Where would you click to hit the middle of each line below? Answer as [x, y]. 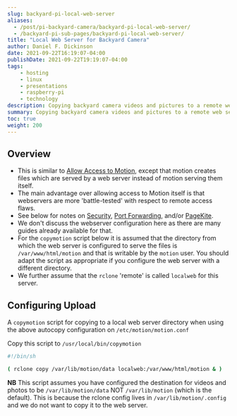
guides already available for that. [65, 231]
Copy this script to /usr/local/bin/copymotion [74, 343]
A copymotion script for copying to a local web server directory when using [116, 322]
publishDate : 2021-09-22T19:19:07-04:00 [68, 60]
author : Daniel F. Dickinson [50, 47]
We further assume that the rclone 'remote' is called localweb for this [118, 276]
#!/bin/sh [22, 357]
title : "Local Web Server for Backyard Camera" [79, 40]
